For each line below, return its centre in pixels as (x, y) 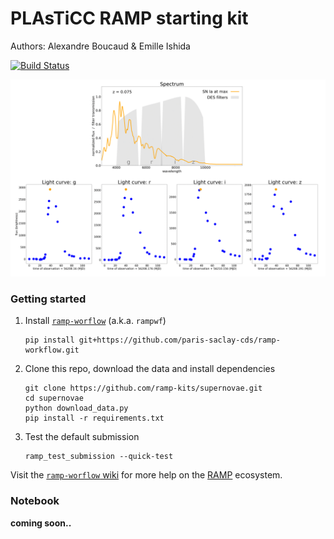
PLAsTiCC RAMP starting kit (129, 18)
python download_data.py (76, 408)
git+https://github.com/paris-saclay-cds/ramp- (179, 340)
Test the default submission (82, 437)
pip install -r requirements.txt (94, 418)
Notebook (35, 501)
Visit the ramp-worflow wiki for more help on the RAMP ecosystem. (146, 475)
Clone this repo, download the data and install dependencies (150, 369)
